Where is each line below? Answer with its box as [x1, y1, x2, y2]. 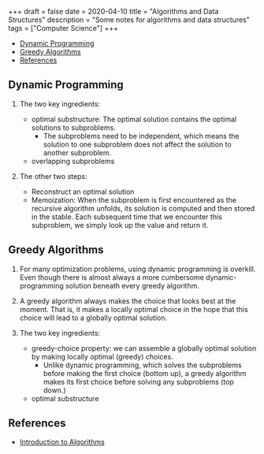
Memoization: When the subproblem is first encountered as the [31, 195, 236, 204]
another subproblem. [43, 147, 112, 157]
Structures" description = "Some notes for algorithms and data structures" [8, 15, 251, 24]
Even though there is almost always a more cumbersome [19, 272, 205, 282]
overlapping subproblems [31, 156, 115, 166]
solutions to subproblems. [31, 122, 116, 132]
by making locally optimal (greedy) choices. [31, 352, 173, 361]
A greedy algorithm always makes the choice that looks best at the [19, 296, 236, 306]
